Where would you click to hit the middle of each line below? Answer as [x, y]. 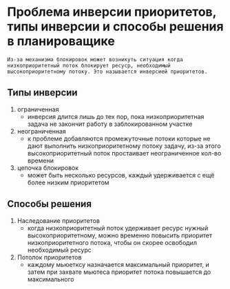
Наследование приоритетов [58, 220]
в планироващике [61, 41]
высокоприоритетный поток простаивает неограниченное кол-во [124, 153]
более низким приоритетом [68, 182]
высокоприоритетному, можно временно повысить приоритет [119, 235]
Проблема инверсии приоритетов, [112, 12]
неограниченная [42, 131]
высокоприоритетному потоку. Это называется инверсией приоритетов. [107, 72]
